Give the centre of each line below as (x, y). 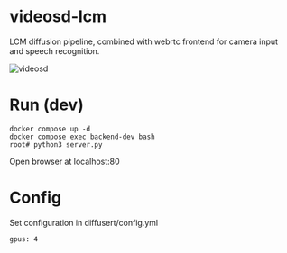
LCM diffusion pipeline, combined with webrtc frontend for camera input (143, 41)
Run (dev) (46, 105)
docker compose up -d (50, 129)
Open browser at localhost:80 (65, 161)
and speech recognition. (55, 50)
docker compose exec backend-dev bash (82, 137)
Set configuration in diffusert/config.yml (84, 222)
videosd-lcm (58, 17)
